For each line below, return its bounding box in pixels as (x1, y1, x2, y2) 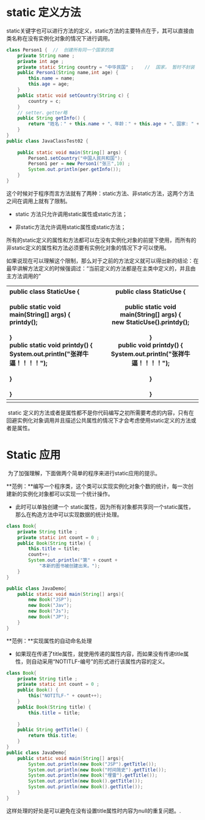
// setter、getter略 (17, 110, 68, 116)
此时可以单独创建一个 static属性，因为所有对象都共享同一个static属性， (15, 503, 194, 510)
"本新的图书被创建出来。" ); (38, 563, 101, 569)
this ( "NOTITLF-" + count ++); (28, 693, 103, 699)
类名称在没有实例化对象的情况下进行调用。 (6, 34, 113, 42)
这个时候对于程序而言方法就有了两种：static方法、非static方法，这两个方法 (6, 189, 194, 197)
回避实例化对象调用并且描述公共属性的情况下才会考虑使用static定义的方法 (6, 416, 191, 424)
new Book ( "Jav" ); (28, 603, 72, 609)
